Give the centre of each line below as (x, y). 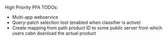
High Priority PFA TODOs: (31, 7)
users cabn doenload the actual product (54, 33)
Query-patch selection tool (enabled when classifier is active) (76, 23)
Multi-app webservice (35, 17)
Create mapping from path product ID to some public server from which (87, 28)
